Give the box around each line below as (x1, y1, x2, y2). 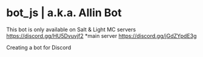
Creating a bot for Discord (6, 44, 72, 51)
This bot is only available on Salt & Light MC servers (6, 26, 136, 33)
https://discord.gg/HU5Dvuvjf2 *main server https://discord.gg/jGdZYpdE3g (6, 32, 197, 39)
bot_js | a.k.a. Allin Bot (6, 6, 122, 20)
